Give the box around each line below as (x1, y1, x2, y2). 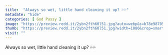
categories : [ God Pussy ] (5, 16, 61, 21)
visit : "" (5, 30, 26, 35)
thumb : (5, 26, 19, 31)
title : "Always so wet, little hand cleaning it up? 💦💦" (5, 7, 129, 12)
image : (5, 21, 19, 26)
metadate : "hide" (5, 12, 41, 17)
